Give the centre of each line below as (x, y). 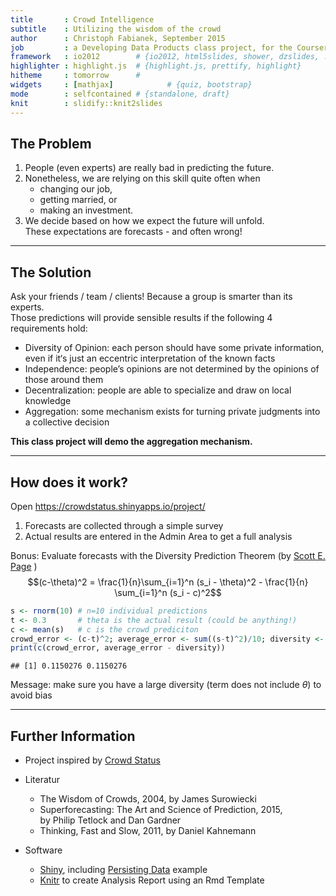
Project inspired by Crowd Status (92, 760)
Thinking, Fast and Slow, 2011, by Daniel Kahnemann (148, 831)
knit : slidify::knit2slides (86, 103)
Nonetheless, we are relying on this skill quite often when (142, 178)
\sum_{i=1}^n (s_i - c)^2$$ (168, 592)
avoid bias (31, 695)
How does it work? (69, 482)
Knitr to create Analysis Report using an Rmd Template (152, 880)
